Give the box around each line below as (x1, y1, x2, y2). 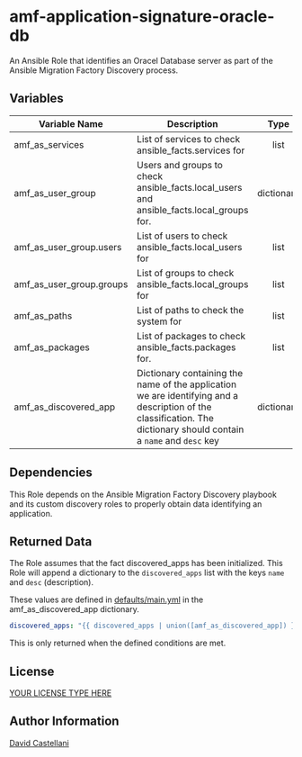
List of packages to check (136, 329, 246, 342)
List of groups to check (136, 266, 235, 279)
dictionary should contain (136, 423, 244, 436)
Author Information (9, 714, 120, 729)
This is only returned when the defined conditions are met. (9, 637, 226, 649)
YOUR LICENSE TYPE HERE (9, 688, 112, 698)
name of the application (136, 378, 236, 391)
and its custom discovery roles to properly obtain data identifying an (9, 498, 262, 509)
